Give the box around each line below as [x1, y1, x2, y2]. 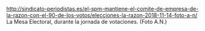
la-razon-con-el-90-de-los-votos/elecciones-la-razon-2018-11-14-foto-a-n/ [6, 12, 198, 19]
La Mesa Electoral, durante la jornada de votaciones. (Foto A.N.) [6, 18, 167, 25]
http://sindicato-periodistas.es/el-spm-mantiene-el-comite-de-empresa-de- [6, 5, 199, 12]
